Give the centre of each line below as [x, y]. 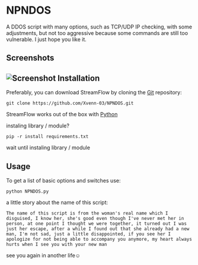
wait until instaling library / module [48, 148]
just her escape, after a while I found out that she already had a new [98, 229]
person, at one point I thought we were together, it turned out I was [96, 224]
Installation [79, 78]
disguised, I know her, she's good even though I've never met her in [95, 218]
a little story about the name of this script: [57, 202]
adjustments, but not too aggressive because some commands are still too [97, 33]
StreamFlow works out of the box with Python [62, 114]
